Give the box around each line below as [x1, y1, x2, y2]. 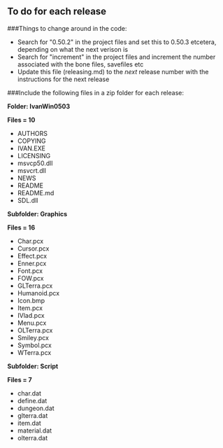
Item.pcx [17, 304, 43, 312]
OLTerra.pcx [17, 325, 53, 335]
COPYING [17, 136, 46, 145]
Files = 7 [7, 375, 33, 384]
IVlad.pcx [17, 311, 45, 319]
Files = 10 [7, 115, 36, 124]
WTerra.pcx [17, 348, 52, 356]
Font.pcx [17, 266, 43, 275]
